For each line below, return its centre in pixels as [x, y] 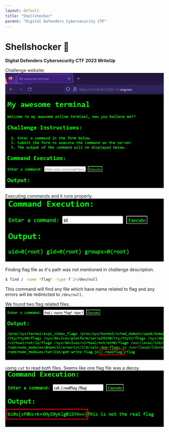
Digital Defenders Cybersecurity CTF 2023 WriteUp [60, 61]
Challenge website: [25, 70]
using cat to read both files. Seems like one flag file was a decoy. [73, 368]
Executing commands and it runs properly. [49, 196]
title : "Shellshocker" [29, 16]
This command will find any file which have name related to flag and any [80, 289]
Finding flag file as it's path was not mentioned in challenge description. [80, 270]
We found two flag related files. [38, 304]
